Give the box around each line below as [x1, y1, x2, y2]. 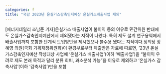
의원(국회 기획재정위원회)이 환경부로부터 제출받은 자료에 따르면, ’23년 [14, 45, 150, 51]
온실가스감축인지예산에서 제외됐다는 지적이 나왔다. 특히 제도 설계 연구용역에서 [10, 32, 161, 38]
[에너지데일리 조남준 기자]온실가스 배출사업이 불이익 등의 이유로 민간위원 [5, 26, 146, 32]
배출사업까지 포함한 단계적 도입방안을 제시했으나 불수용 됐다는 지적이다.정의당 [5, 38, 156, 45]
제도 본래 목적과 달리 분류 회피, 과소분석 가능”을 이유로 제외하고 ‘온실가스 [14, 57, 156, 63]
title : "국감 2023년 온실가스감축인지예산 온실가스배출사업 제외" [5, 12, 122, 17]
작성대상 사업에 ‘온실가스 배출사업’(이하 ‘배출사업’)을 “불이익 [38, 51, 155, 57]
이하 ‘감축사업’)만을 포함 [19, 63, 67, 70]
